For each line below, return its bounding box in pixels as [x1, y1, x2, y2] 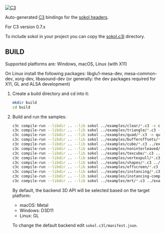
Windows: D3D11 [19, 207, 54, 213]
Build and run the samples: [12, 114, 66, 120]
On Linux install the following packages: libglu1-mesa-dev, [5, 70, 124, 76]
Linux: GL [19, 213, 39, 219]
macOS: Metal [19, 202, 49, 208]
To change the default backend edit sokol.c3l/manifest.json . [12, 222, 138, 228]
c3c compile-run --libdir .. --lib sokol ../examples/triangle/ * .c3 [12, 128, 156, 133]
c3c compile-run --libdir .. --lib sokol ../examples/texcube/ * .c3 [12, 151, 154, 156]
